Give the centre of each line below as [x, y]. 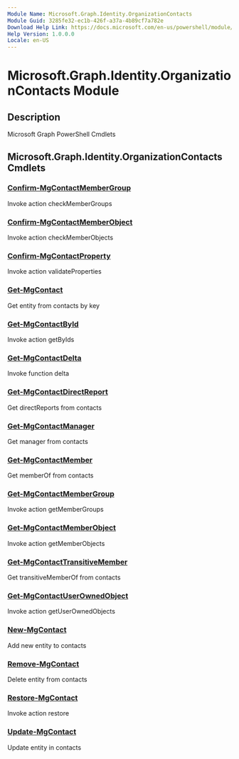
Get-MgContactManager [51, 426]
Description [34, 117]
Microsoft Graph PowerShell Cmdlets [62, 134]
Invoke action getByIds [41, 340]
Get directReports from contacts [54, 408]
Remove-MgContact [43, 664]
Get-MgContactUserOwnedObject [68, 596]
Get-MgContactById [43, 324]
